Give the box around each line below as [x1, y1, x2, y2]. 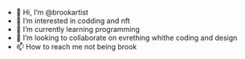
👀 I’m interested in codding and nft [15, 16, 130, 26]
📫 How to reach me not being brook [15, 42, 137, 51]
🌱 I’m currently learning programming [15, 25, 141, 33]
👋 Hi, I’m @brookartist [15, 8, 88, 17]
